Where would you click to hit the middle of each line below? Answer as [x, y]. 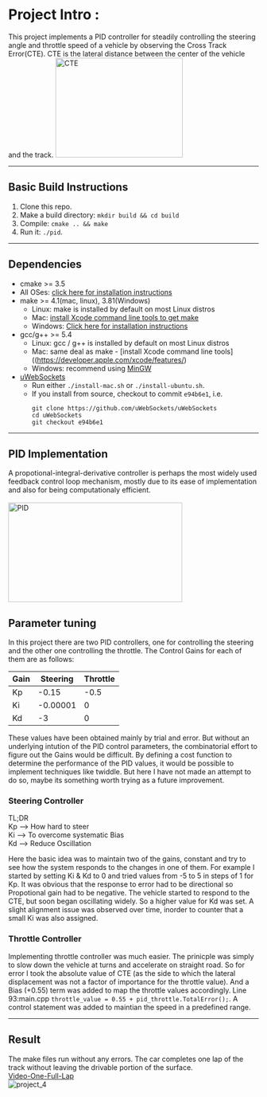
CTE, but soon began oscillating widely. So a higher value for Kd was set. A [131, 901]
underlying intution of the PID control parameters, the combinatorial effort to [133, 746]
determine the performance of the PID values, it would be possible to [121, 763]
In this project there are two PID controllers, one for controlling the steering [131, 642]
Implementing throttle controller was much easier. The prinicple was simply [131, 956]
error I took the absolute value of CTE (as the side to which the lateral [122, 973]
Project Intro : [54, 15]
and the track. [31, 155]
